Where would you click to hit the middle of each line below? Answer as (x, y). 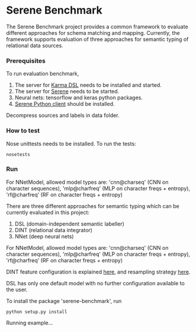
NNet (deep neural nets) (44, 236)
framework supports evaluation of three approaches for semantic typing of (97, 39)
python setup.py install (37, 312)
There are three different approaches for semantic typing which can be (93, 206)
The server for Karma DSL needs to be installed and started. (88, 85)
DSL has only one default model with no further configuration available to (95, 283)
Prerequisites (26, 61)
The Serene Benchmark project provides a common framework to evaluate (97, 27)
